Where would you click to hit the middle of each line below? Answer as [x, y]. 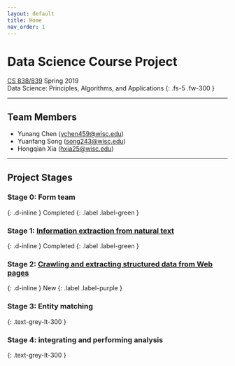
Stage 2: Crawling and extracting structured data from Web [110, 264]
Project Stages [40, 177]
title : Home [24, 20]
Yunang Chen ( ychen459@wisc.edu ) [71, 134]
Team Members [42, 117]
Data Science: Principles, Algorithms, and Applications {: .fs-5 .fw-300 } [111, 88]
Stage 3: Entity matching [50, 306]
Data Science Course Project [92, 61]
